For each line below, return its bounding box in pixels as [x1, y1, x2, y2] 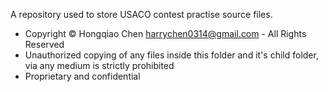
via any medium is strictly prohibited [24, 60, 175, 71]
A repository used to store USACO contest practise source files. [10, 9, 273, 20]
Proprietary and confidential [24, 70, 141, 82]
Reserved [24, 39, 65, 50]
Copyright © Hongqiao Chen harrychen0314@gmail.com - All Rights [24, 28, 307, 39]
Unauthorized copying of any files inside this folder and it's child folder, [24, 49, 319, 61]
